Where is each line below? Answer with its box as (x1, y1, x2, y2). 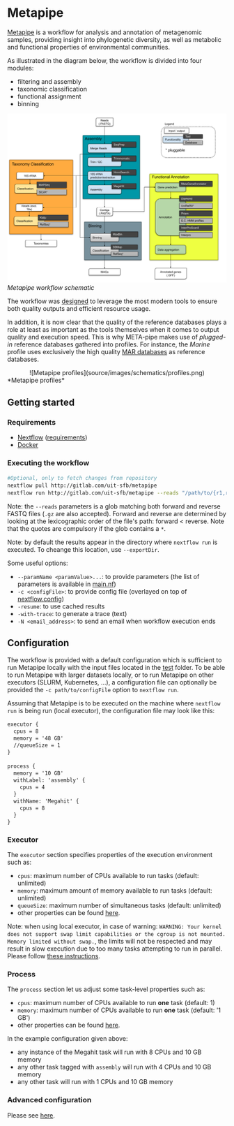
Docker (17, 440, 39, 448)
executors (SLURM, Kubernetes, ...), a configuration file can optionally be (7, 678, 217, 686)
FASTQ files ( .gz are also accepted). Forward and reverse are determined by (7, 509, 226, 518)
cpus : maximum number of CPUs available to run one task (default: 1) (17, 999, 215, 1007)
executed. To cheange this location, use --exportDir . (7, 545, 159, 553)
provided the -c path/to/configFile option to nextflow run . (7, 685, 179, 694)
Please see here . (7, 1111, 56, 1119)
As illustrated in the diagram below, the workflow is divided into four (7, 56, 202, 64)
